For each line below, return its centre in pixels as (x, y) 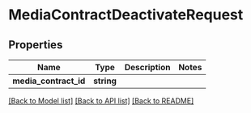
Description (147, 67)
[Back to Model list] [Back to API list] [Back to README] (101, 101)
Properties (36, 45)
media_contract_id (49, 81)
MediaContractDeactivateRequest (126, 15)
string (105, 81)
